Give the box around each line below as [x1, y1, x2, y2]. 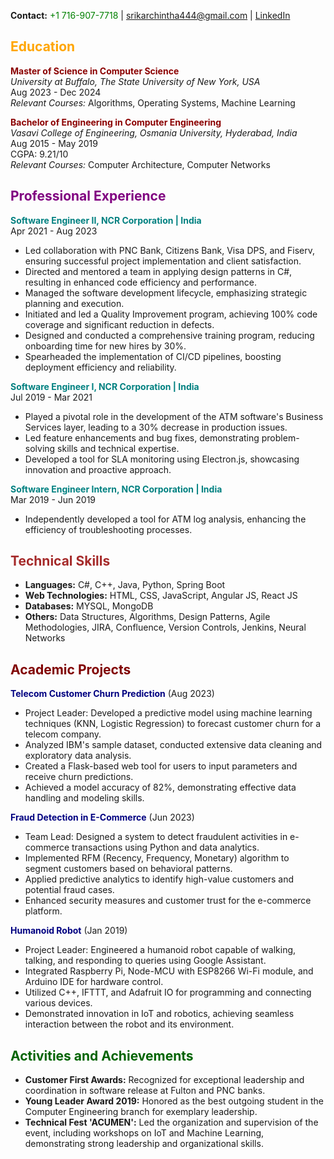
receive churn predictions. [24, 771, 134, 783]
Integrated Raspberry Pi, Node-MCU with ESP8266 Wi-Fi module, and [24, 965, 314, 977]
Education [10, 38, 76, 55]
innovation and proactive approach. [24, 463, 172, 475]
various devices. [24, 997, 93, 1009]
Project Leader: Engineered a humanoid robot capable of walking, [24, 944, 297, 956]
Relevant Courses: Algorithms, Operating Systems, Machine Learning [10, 96, 296, 109]
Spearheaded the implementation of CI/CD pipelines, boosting [24, 350, 282, 362]
